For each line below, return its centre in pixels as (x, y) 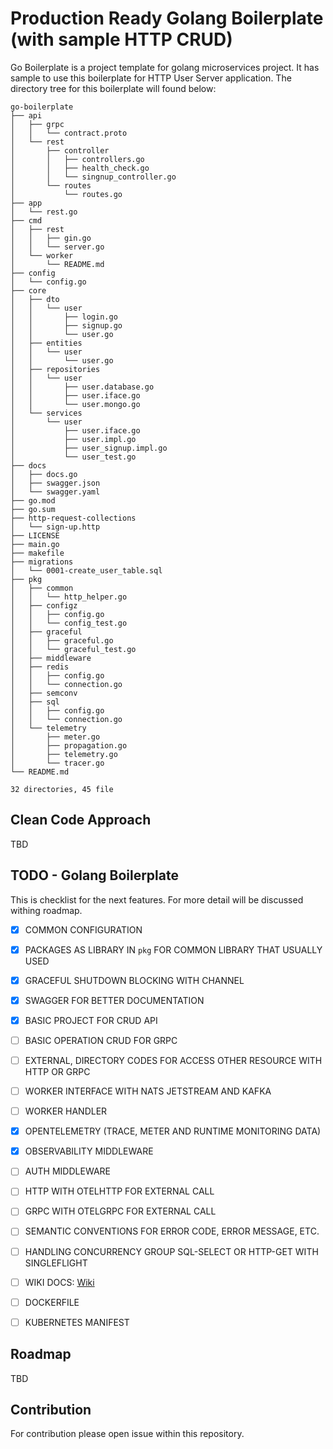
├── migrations (42, 562)
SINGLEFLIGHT (56, 1263)
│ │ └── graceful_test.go (73, 649)
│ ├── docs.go (44, 474)
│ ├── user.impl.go (73, 439)
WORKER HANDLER (66, 1111)
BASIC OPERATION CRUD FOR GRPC (101, 1040)
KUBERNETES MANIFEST (77, 1322)
